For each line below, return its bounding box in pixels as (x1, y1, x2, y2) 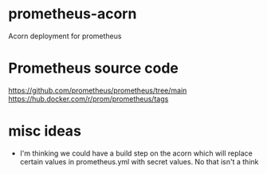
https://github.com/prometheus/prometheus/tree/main (8, 85, 187, 95)
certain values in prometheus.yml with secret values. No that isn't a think (19, 156, 259, 166)
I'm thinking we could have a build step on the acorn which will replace (19, 148, 253, 158)
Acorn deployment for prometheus (8, 31, 122, 41)
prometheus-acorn (8, 5, 137, 23)
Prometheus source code (8, 59, 179, 77)
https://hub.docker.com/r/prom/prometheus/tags (8, 93, 169, 104)
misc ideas (8, 122, 82, 140)
